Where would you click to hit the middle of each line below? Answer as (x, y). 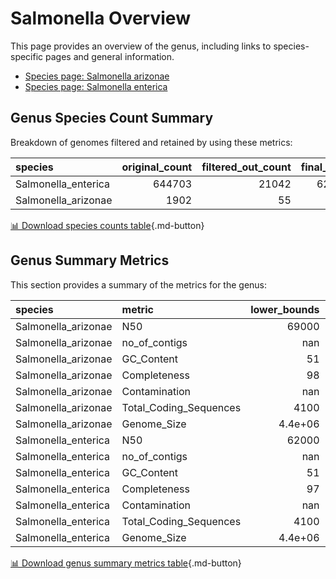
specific (27, 56)
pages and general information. (110, 56)
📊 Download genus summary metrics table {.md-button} (126, 563)
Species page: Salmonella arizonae (97, 76)
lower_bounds (285, 309)
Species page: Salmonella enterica (96, 86)
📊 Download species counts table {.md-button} (107, 225)
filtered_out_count (246, 167)
